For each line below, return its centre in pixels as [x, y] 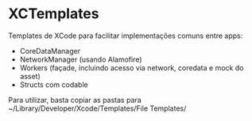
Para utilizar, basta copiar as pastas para [75, 100]
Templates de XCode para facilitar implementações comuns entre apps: [126, 36]
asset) [30, 76]
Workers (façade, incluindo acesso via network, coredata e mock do [132, 67]
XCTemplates [54, 14]
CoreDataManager [50, 51]
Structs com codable [54, 85]
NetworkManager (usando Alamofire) [81, 59]
